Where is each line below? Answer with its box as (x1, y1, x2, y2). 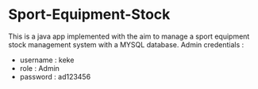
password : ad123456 (19, 72, 91, 81)
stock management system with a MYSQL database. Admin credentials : (8, 39, 245, 49)
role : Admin (19, 63, 60, 72)
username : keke (19, 55, 75, 65)
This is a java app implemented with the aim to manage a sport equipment (8, 32, 250, 41)
